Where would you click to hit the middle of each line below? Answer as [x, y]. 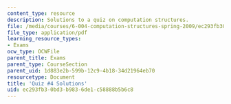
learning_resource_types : [44, 39]
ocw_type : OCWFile [33, 52]
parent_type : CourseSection [47, 64]
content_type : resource [41, 13]
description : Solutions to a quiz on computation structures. [98, 20]
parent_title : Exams [37, 58]
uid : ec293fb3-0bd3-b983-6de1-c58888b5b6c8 [70, 90]
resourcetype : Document [41, 77]
